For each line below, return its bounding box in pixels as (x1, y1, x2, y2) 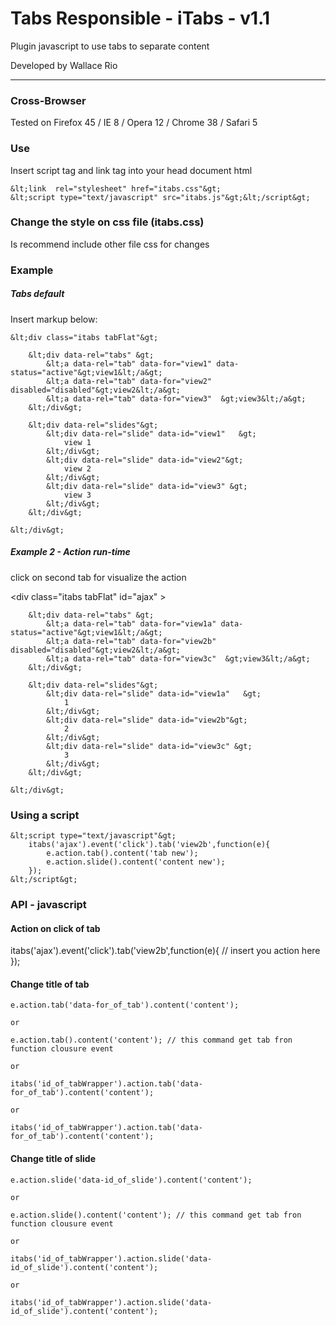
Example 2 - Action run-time (10, 546, 131, 558)
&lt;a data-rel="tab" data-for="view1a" (46, 618, 217, 629)
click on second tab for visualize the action (10, 571, 187, 583)
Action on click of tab (10, 922, 101, 934)
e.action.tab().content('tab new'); (46, 848, 199, 858)
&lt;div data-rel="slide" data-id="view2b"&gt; (46, 715, 248, 725)
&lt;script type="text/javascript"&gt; (10, 830, 177, 841)
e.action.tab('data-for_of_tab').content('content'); (10, 1000, 240, 1011)
